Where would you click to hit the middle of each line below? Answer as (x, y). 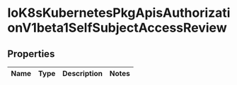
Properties (31, 54)
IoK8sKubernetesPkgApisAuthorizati (119, 13)
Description (82, 73)
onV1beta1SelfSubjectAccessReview (117, 28)
